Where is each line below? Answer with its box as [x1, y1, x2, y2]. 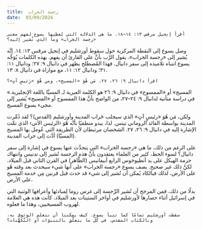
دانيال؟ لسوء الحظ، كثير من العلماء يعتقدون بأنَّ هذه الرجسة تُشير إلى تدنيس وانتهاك [7, 150, 194, 157]
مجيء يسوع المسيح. [7, 101, 53, 108]
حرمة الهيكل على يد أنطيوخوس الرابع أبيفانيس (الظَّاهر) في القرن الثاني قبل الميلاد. [7, 156, 192, 163]
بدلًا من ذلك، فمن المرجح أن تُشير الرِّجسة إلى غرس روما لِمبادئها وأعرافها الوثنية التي [7, 187, 195, 195]
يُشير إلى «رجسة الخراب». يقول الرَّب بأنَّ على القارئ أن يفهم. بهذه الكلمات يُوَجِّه [7, 53, 188, 60]
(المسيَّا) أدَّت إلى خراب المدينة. [7, 132, 77, 139]
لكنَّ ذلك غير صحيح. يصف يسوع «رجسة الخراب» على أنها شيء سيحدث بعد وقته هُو [7, 163, 192, 170]
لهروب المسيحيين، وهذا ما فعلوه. [7, 200, 80, 207]
